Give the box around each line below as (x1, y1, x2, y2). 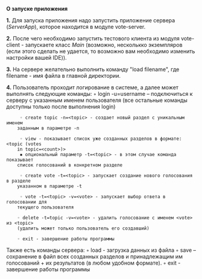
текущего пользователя (17, 204, 74, 210)
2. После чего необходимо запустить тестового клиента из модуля (6, 35, 180, 42)
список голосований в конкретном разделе (17, 162, 122, 168)
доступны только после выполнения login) (6, 103, 116, 110)
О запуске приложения (6, 5, 68, 12)
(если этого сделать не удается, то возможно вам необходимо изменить (6, 48, 195, 55)
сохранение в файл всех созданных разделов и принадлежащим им (6, 253, 183, 260)
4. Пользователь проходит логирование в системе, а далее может (6, 84, 179, 91)
